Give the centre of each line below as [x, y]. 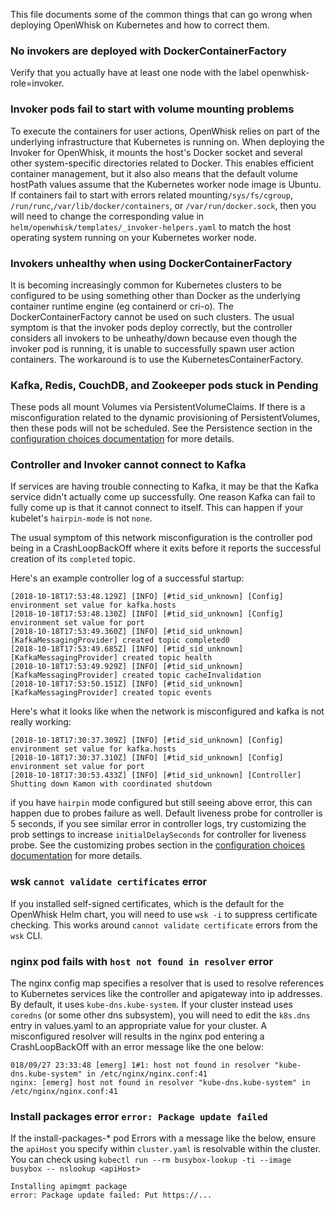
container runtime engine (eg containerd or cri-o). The [122, 306]
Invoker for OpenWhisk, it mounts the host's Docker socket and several [156, 152]
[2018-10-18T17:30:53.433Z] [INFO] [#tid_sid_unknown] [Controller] [156, 775]
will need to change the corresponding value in [107, 216]
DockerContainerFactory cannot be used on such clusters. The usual [152, 316]
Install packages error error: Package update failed [139, 1116]
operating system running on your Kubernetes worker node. [133, 237]
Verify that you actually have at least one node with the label [135, 73]
